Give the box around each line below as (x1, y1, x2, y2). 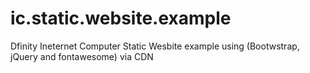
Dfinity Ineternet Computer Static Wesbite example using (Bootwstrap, (10, 40, 300, 52)
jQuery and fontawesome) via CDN (10, 50, 154, 62)
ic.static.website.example (10, 7, 232, 30)
